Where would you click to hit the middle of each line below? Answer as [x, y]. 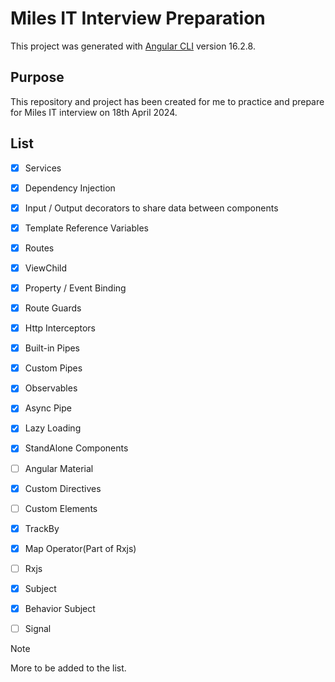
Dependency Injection [70, 188]
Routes [39, 248]
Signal [38, 628]
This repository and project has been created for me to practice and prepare [167, 101]
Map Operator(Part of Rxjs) [80, 548]
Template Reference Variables [86, 228]
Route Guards [53, 308]
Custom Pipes [53, 368]
